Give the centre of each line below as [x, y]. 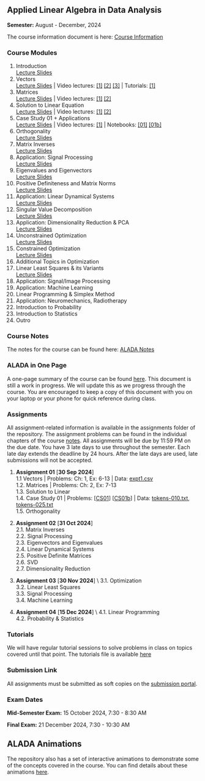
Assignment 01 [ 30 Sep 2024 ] [55, 472]
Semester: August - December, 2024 [54, 25]
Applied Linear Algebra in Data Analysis [84, 10]
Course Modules [32, 53]
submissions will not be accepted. [50, 460]
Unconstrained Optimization [51, 236]
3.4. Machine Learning [44, 600]
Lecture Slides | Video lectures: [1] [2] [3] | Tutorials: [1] [85, 86]
